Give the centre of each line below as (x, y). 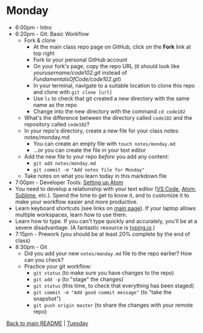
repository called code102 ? (57, 124)
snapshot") (47, 298)
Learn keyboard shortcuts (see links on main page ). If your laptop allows (105, 208)
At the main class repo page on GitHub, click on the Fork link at (112, 47)
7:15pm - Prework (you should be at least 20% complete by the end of (103, 234)
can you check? (44, 259)
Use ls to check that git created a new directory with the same (111, 98)
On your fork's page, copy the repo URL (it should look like (106, 66)
